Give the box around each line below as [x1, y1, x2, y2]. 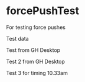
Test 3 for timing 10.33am [6, 69, 68, 76]
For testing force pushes [6, 24, 66, 31]
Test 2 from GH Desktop [6, 58, 65, 65]
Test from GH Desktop [6, 46, 61, 54]
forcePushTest [6, 4, 80, 18]
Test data [6, 35, 29, 42]
